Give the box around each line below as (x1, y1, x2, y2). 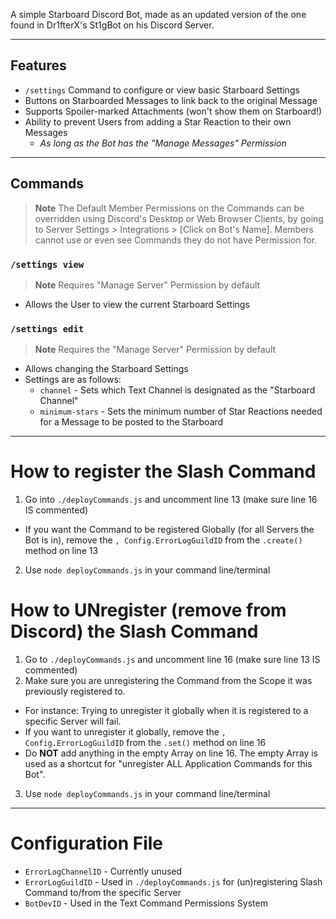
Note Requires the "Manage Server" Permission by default (34, 344, 277, 356)
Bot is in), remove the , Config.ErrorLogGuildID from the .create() (24, 534, 303, 546)
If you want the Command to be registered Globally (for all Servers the (24, 524, 315, 536)
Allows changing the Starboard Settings (24, 363, 189, 375)
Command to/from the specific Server (24, 887, 182, 899)
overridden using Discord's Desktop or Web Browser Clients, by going (34, 212, 324, 224)
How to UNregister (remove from (10, 599, 287, 622)
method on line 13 (24, 545, 99, 557)
